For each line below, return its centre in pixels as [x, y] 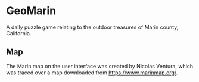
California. [19, 33]
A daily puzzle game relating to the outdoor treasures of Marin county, [92, 27]
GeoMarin [31, 11]
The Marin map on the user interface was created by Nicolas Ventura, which [100, 66]
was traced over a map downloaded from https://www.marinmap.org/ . [92, 73]
